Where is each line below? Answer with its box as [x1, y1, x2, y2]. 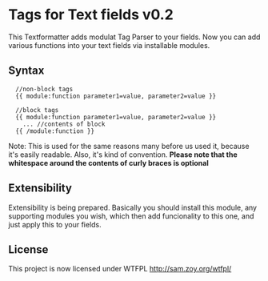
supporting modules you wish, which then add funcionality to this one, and [8, 211, 254, 221]
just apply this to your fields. [8, 219, 102, 229]
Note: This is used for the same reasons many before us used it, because [8, 141, 250, 151]
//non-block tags [15, 85, 74, 93]
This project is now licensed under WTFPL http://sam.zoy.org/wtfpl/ [8, 264, 232, 274]
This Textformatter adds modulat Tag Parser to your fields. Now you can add [8, 32, 261, 42]
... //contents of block [22, 120, 106, 128]
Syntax [8, 64, 45, 78]
